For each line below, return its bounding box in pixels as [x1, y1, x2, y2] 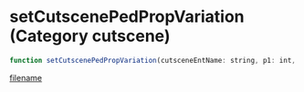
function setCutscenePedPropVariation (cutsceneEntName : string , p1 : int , [9, 56, 297, 65]
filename [9, 72, 43, 83]
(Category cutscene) [9, 26, 171, 46]
